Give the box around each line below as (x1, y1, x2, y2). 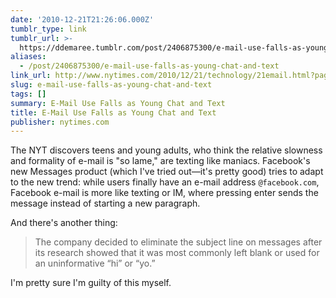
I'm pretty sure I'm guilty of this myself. (10, 277, 172, 289)
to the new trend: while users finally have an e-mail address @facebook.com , (10, 176, 320, 188)
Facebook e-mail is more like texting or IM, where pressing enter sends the (10, 187, 319, 199)
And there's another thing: (10, 217, 118, 229)
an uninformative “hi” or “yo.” (34, 257, 156, 270)
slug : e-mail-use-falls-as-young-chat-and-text (10, 80, 213, 90)
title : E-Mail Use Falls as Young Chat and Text (10, 107, 217, 118)
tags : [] (10, 89, 47, 99)
